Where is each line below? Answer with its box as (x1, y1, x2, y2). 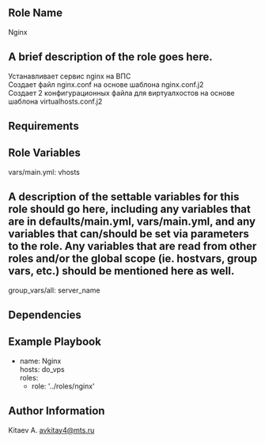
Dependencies (8, 309, 81, 322)
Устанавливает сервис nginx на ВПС (8, 71, 131, 81)
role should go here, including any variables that (8, 203, 252, 216)
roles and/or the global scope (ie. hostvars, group (8, 252, 258, 266)
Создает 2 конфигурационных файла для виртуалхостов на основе (8, 88, 235, 97)
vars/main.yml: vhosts (8, 167, 81, 176)
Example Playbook (8, 335, 101, 349)
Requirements (8, 119, 79, 133)
